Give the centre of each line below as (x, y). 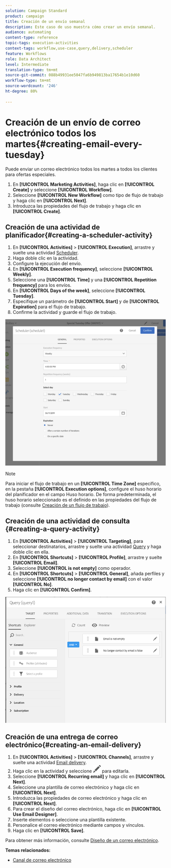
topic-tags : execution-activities (42, 43)
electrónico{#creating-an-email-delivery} (73, 745)
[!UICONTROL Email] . (35, 563)
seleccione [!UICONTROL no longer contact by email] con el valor (82, 579)
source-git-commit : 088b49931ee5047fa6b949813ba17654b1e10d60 (73, 75)
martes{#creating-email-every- (74, 144)
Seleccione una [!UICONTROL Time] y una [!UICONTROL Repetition (84, 280)
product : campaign (25, 16)
